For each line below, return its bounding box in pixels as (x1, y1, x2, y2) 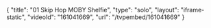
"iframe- (180, 6, 205, 14)
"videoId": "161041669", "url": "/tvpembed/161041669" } (27, 13, 185, 21)
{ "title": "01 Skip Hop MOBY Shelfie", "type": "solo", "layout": (6, 6, 179, 14)
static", (6, 13, 27, 21)
